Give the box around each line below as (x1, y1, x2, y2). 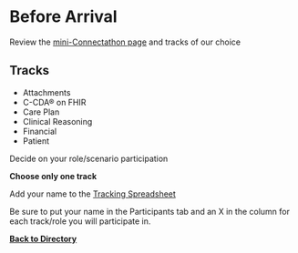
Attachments (22, 86, 71, 97)
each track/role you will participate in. (9, 216, 151, 227)
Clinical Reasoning (22, 116, 93, 126)
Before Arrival (9, 6, 118, 27)
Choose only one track (9, 170, 98, 181)
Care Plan (22, 106, 60, 117)
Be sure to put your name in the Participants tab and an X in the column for (9, 206, 290, 217)
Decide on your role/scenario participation (9, 153, 169, 164)
